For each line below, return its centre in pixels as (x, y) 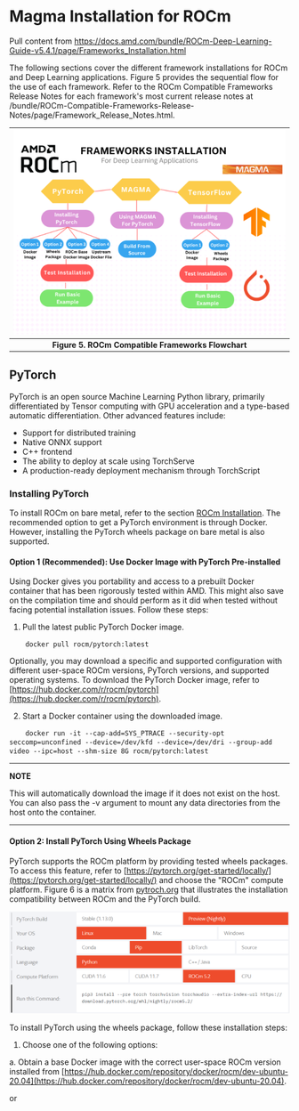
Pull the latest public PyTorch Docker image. (103, 627)
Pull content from (41, 41)
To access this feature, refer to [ (68, 871)
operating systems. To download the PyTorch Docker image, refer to (134, 680)
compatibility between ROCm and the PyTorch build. (105, 899)
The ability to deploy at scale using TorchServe (109, 461)
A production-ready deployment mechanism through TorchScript (141, 470)
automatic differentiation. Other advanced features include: (117, 415)
